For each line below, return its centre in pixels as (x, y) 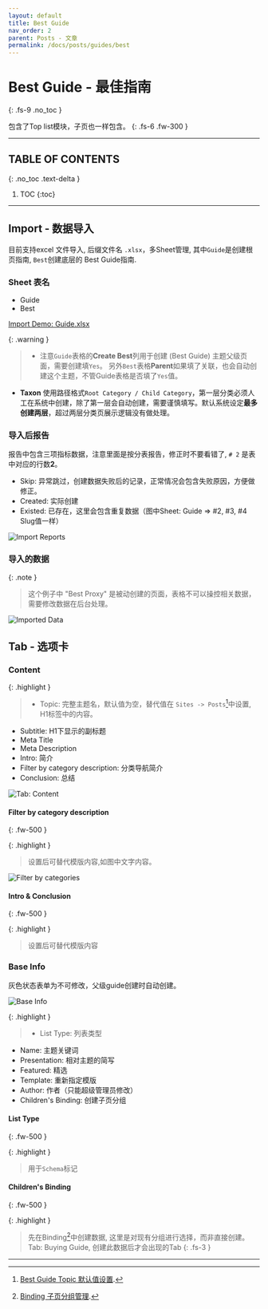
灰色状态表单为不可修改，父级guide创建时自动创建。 (95, 985)
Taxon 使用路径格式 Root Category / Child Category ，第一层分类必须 (134, 393)
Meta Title (36, 740)
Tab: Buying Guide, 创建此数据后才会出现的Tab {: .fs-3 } (119, 1247)
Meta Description (48, 748)
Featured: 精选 (43, 1070)
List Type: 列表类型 (71, 1033)
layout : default (35, 16)
